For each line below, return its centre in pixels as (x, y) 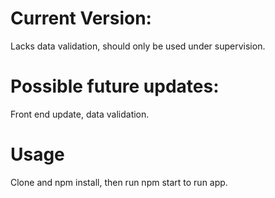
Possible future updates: (115, 86)
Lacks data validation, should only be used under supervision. (138, 46)
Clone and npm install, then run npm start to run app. (119, 182)
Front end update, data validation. (80, 114)
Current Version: (81, 18)
